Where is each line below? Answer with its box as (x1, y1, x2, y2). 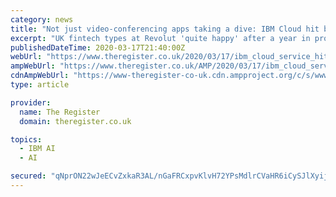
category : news (10, 14, 74, 25)
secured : (10, 171, 47, 181)
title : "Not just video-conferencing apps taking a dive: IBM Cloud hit (10, 24, 320, 34)
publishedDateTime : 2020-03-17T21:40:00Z (10, 42, 186, 53)
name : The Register (19, 107, 101, 117)
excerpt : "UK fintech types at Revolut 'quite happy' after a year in (10, 33, 311, 43)
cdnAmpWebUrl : (10, 71, 70, 81)
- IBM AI (19, 144, 56, 154)
